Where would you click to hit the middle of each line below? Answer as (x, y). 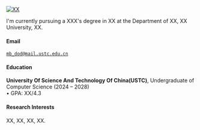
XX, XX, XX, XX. (26, 120)
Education (19, 67)
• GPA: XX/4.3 (24, 93)
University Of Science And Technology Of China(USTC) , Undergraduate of (100, 81)
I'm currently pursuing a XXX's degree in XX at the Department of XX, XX (97, 21)
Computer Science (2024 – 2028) (48, 87)
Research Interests (30, 107)
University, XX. (25, 27)
